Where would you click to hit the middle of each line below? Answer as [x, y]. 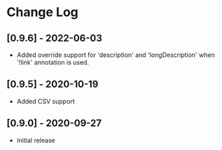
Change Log [42, 12]
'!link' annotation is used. [53, 62]
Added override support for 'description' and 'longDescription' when [116, 55]
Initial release [36, 140]
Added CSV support [46, 101]
